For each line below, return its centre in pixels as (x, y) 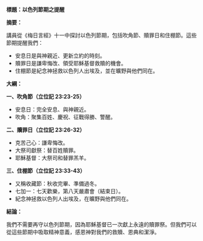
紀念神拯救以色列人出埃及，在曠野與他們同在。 (73, 199)
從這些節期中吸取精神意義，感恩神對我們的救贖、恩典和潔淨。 (83, 232)
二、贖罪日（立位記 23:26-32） (46, 130)
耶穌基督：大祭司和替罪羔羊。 (52, 158)
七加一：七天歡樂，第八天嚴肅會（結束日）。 (69, 191)
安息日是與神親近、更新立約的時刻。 (60, 56)
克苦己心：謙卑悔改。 (41, 143)
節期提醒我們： (25, 43)
